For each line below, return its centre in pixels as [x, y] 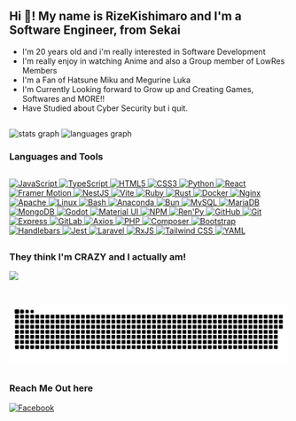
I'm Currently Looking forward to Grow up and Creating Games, [138, 89]
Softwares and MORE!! [63, 98]
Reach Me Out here [51, 388]
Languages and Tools [56, 157]
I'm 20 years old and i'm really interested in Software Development [144, 51]
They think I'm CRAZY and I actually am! [98, 256]
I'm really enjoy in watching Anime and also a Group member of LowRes [153, 61]
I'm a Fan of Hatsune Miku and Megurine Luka [106, 80]
